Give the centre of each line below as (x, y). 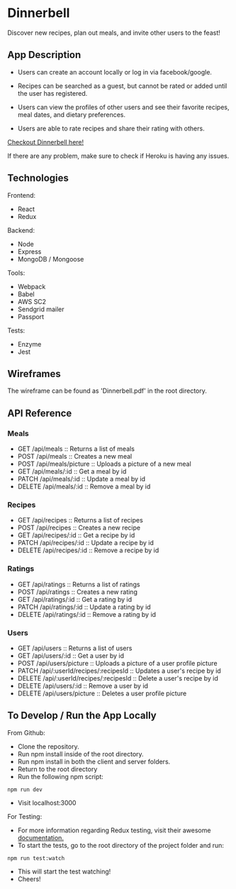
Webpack (32, 286)
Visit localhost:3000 (47, 803)
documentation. (40, 837)
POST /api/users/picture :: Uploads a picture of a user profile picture (117, 663)
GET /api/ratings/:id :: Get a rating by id (75, 599)
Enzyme (29, 344)
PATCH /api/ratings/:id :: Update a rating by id (84, 607)
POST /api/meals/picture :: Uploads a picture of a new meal (104, 464)
